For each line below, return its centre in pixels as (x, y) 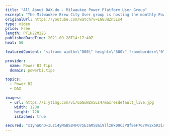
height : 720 (27, 112)
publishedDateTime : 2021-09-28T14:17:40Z (49, 38)
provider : (16, 61)
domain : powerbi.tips (32, 70)
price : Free (18, 29)
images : (13, 98)
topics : (13, 79)
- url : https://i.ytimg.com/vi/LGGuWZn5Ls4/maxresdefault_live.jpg (82, 102)
